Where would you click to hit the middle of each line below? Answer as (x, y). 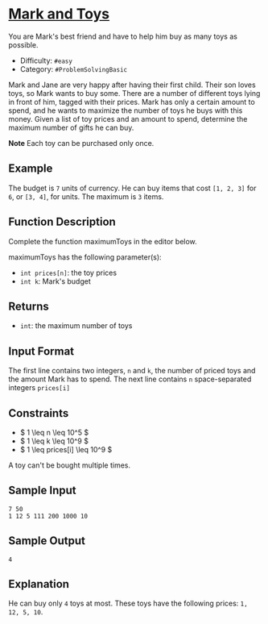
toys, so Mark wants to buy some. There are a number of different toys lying (134, 93)
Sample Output (47, 541)
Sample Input (42, 491)
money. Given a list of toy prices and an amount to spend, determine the (128, 119)
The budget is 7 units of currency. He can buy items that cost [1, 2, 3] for (132, 188)
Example (31, 169)
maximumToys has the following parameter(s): (85, 257)
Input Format (41, 351)
